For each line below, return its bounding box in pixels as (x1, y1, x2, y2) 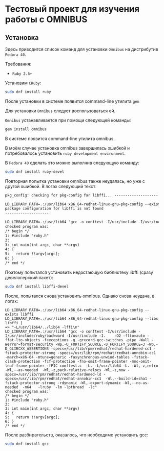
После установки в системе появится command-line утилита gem (5, 98, 140, 104)
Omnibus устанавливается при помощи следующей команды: (5, 117, 131, 123)
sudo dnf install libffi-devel (5, 284, 69, 289)
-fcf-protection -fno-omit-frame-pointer (42, 359, 128, 364)
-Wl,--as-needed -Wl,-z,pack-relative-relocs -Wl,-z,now (5, 367, 125, 373)
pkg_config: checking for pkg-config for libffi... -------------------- (5, 192, 159, 198)
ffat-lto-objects (5, 337, 41, 342)
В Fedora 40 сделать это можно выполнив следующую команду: (5, 160, 140, 166)
